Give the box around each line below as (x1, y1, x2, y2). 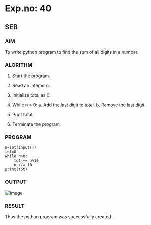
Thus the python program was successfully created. (5, 214, 113, 220)
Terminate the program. (12, 121, 61, 127)
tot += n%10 (14, 158, 39, 163)
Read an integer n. (12, 83, 50, 89)
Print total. (12, 112, 34, 118)
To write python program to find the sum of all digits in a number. (5, 49, 139, 55)
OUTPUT (5, 178, 27, 185)
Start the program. (12, 73, 51, 79)
